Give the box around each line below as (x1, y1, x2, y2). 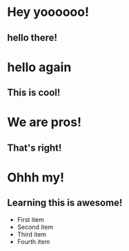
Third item (17, 230, 47, 239)
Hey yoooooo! (7, 4, 90, 20)
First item (17, 215, 44, 223)
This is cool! (7, 87, 61, 99)
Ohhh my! (7, 169, 64, 185)
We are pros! (7, 115, 81, 130)
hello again (7, 59, 72, 75)
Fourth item (17, 237, 50, 245)
